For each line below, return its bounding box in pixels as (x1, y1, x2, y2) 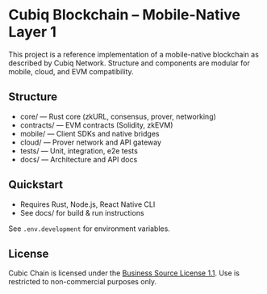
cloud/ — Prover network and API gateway (19, 137, 162, 147)
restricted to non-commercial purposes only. (8, 277, 157, 287)
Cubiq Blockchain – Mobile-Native (8, 6, 240, 24)
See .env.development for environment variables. (8, 224, 171, 233)
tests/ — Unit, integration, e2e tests (19, 145, 139, 155)
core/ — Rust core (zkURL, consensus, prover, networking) (19, 111, 216, 121)
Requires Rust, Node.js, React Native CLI (19, 199, 156, 209)
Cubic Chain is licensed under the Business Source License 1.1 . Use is (8, 268, 240, 278)
